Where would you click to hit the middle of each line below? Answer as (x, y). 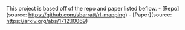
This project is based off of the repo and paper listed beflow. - (84, 9)
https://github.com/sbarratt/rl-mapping (77, 15)
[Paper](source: (152, 15)
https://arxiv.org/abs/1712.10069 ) (47, 21)
